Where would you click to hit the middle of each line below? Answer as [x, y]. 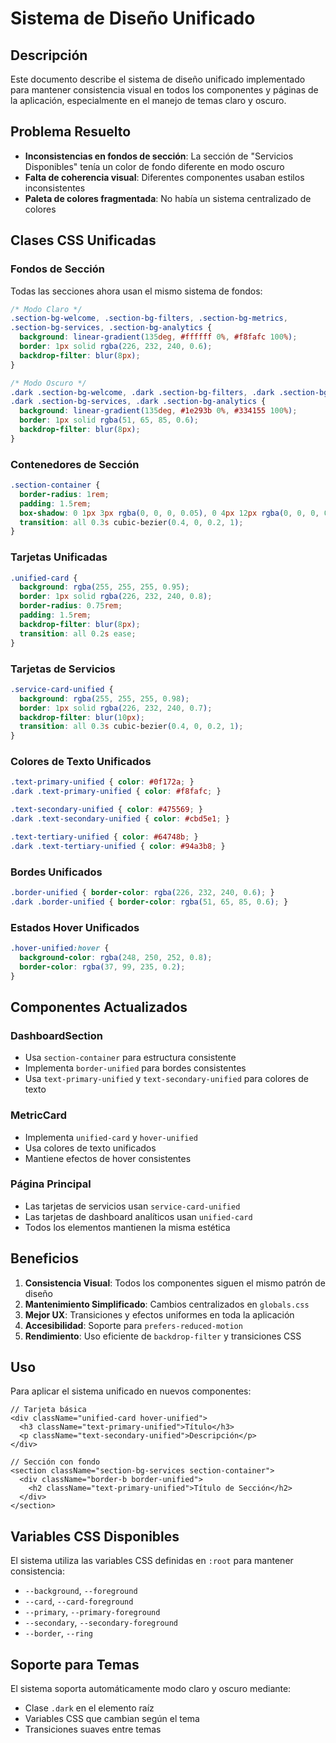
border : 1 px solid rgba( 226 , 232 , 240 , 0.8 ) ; [116, 597]
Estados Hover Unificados [75, 927]
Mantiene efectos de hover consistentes [108, 1158]
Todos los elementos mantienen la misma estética [127, 1227]
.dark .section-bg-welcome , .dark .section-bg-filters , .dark [142, 392]
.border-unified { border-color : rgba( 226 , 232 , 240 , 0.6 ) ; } [142, 892]
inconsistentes [55, 188]
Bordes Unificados [56, 872]
